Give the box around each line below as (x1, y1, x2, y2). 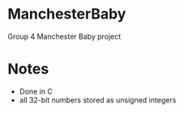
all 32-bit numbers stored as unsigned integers (19, 94, 177, 105)
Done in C (19, 86, 53, 96)
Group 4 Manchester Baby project (7, 31, 122, 41)
